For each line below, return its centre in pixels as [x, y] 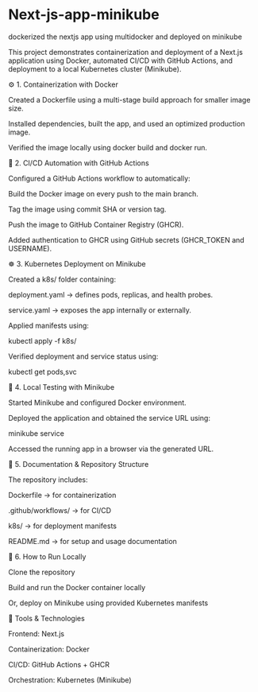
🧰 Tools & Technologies [46, 618]
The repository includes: [48, 480]
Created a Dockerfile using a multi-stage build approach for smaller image [129, 99]
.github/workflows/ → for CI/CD [60, 510]
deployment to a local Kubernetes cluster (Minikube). [95, 68]
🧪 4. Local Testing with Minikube [62, 387]
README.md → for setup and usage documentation [92, 541]
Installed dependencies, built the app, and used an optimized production [127, 123]
